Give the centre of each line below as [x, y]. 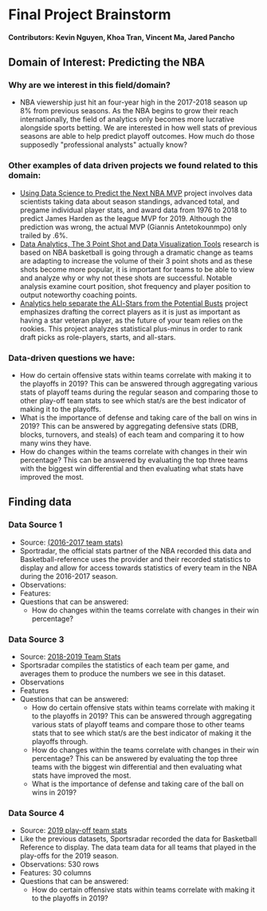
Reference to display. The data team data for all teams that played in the [138, 847]
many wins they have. [55, 443]
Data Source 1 [35, 525]
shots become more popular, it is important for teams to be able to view [137, 269]
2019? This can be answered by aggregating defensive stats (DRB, [129, 426]
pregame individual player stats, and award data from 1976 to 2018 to [133, 210]
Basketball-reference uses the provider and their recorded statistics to [135, 559]
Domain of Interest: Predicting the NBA [107, 63]
